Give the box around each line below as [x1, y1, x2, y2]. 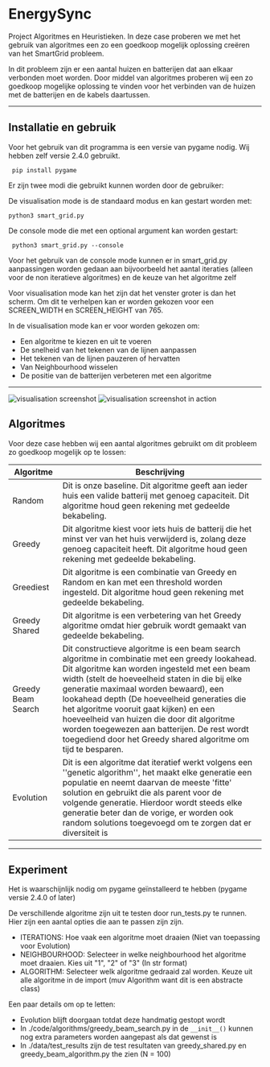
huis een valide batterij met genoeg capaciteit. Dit [62, 490, 249, 501]
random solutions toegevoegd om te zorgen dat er [62, 817, 252, 828]
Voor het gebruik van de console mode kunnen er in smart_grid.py [8, 255, 227, 265]
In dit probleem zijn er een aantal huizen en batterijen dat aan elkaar [8, 64, 234, 73]
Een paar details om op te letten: [8, 999, 116, 1009]
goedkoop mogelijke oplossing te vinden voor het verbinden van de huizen [8, 81, 256, 91]
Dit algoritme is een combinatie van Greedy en [62, 566, 237, 577]
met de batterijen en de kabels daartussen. [8, 89, 150, 99]
